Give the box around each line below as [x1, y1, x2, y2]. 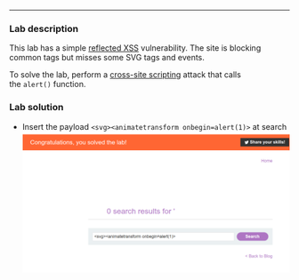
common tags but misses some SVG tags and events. [9, 52, 205, 63]
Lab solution [9, 101, 64, 114]
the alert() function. [9, 79, 86, 90]
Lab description [9, 22, 78, 35]
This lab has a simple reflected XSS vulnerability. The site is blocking [9, 43, 262, 53]
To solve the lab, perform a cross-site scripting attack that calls [9, 69, 242, 80]
